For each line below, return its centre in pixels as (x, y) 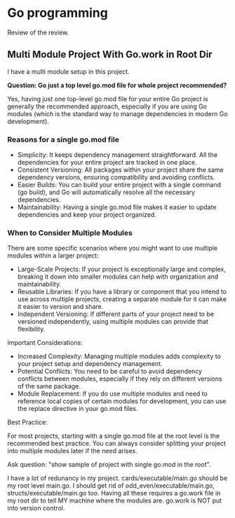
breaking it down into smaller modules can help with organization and (118, 277)
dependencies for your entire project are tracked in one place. (107, 163)
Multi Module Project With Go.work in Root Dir (110, 55)
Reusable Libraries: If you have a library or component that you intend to (122, 292)
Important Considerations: (45, 343)
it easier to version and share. (60, 307)
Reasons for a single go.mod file (63, 139)
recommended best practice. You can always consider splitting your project (117, 443)
